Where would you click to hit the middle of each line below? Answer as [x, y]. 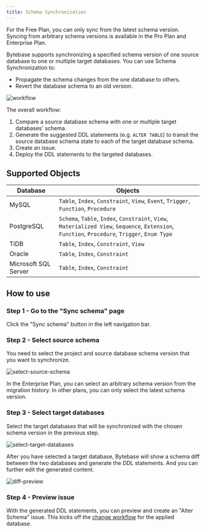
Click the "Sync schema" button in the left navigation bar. [79, 324]
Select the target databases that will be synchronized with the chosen [94, 426]
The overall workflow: [34, 110]
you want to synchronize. [38, 360]
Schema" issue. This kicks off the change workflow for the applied [90, 517]
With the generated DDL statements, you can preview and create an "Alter [100, 511]
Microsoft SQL [30, 264]
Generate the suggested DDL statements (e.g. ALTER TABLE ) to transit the [107, 134]
